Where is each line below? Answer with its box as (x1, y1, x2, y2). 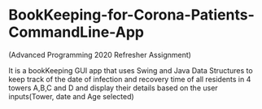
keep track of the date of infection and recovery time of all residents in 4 (8, 74, 251, 84)
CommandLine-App (8, 23, 145, 41)
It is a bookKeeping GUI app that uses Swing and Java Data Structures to (8, 65, 254, 75)
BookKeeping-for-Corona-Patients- (8, 6, 255, 24)
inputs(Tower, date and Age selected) (8, 91, 134, 101)
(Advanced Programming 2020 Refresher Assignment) (8, 50, 191, 59)
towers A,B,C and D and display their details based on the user (8, 83, 218, 93)
